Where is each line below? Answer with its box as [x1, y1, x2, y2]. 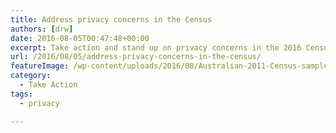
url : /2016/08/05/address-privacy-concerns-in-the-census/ [10, 52, 262, 62]
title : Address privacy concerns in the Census [10, 14, 213, 25]
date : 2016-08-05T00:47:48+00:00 [10, 33, 150, 43]
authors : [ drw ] [10, 24, 74, 34]
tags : [10, 89, 33, 99]
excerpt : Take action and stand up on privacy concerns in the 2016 [10, 42, 302, 53]
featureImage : [10, 61, 70, 71]
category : [10, 71, 52, 81]
